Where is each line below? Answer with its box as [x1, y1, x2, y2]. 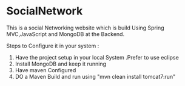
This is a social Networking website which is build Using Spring [6, 24, 165, 31]
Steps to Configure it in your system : [6, 42, 99, 49]
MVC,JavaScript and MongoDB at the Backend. [6, 30, 125, 37]
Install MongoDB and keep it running [15, 60, 107, 67]
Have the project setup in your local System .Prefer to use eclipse [15, 54, 179, 61]
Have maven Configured [15, 66, 76, 73]
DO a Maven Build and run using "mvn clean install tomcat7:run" [15, 73, 176, 80]
